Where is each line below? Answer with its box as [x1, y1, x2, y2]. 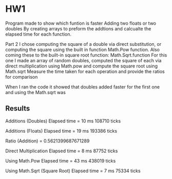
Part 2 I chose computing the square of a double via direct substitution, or [5, 41, 162, 47]
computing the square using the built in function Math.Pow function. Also [5, 46, 160, 52]
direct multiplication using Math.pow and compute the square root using [5, 63, 158, 69]
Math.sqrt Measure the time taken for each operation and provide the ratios [5, 68, 165, 75]
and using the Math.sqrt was [5, 89, 66, 95]
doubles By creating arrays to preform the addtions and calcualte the [5, 25, 151, 31]
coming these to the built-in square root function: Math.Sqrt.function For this [5, 52, 167, 58]
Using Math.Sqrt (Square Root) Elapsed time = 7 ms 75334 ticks [5, 168, 141, 174]
